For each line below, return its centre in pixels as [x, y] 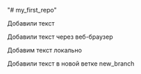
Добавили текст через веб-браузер [60, 37]
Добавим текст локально [44, 50]
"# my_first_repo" [32, 10]
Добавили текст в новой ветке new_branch [71, 64]
